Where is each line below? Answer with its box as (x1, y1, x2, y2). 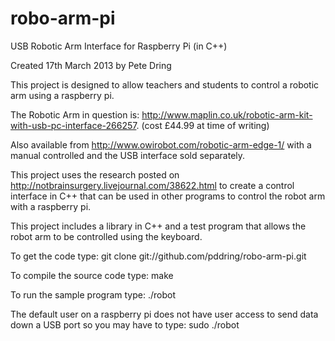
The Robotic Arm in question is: (10, 108, 140, 121)
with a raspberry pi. (10, 200, 92, 212)
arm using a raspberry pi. (10, 89, 115, 101)
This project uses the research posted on (10, 168, 180, 181)
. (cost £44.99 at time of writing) (136, 119, 270, 131)
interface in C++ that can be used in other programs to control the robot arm (10, 190, 326, 202)
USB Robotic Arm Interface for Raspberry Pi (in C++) (10, 40, 228, 52)
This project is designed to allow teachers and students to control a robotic (10, 78, 320, 91)
